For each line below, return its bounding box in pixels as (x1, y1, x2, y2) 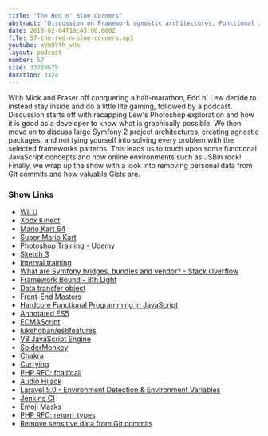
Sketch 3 (19, 249, 49, 259)
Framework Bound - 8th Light (19, 274, 117, 284)
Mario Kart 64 (19, 224, 66, 234)
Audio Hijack (19, 376, 62, 386)
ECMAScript (19, 316, 61, 327)
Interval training (19, 257, 72, 267)
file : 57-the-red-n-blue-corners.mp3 (8, 33, 134, 42)
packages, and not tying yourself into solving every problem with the (8, 135, 235, 144)
